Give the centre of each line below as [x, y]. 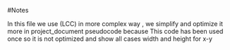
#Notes [18, 10]
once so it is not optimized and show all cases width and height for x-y [110, 39]
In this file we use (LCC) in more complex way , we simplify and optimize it [115, 24]
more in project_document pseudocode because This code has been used [115, 31]
